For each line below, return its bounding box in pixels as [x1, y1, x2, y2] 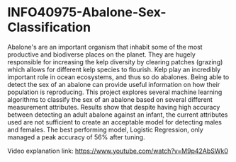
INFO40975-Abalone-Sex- [7, 4, 167, 21]
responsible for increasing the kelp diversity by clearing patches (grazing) [7, 57, 223, 66]
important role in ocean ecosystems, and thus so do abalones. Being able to [7, 72, 230, 81]
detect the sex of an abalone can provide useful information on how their [7, 80, 220, 88]
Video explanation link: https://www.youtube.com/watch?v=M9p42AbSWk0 [7, 146, 229, 155]
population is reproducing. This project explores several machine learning [7, 88, 223, 96]
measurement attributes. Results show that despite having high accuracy [7, 103, 220, 111]
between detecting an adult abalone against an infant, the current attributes [7, 110, 228, 119]
